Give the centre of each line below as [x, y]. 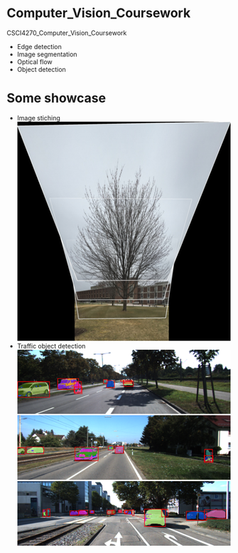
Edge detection [39, 46]
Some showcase [56, 98]
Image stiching [39, 118]
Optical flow [34, 61]
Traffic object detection [51, 346]
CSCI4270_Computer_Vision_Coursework [67, 33]
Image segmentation [47, 54]
